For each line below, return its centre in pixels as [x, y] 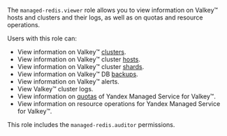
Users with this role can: [42, 38]
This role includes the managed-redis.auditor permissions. [91, 124]
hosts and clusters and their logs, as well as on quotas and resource [105, 17]
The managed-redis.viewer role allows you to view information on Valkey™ [113, 10]
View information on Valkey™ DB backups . [78, 74]
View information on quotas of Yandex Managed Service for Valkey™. [117, 96]
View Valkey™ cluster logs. [55, 89]
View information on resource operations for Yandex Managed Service [119, 104]
